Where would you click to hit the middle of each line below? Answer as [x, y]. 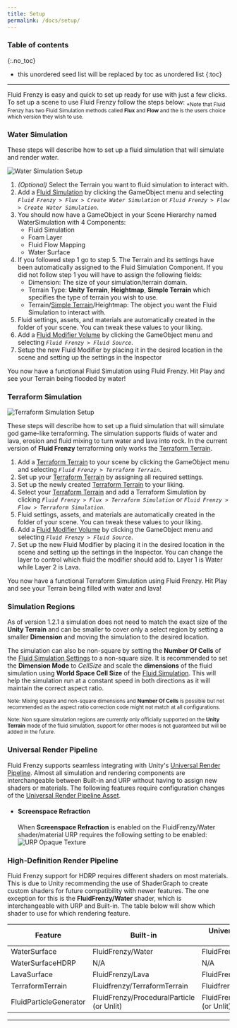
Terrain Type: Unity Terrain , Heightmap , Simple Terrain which [119, 290]
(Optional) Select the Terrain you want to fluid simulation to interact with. [123, 184]
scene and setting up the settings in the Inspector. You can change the [120, 553]
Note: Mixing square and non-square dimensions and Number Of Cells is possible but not [116, 701]
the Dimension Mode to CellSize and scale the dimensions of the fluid [110, 666]
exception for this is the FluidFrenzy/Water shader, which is [95, 899]
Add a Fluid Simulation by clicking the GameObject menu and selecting [121, 192]
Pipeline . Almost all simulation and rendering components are [96, 773]
